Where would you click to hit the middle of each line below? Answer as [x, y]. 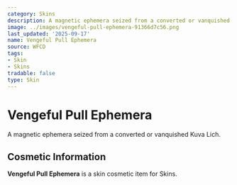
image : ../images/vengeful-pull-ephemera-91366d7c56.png [93, 27]
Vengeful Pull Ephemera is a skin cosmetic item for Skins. [92, 174]
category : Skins [31, 14]
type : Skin [23, 80]
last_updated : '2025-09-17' [49, 34]
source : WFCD [27, 47]
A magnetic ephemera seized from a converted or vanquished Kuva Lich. [114, 135]
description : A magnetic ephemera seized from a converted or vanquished [119, 21]
